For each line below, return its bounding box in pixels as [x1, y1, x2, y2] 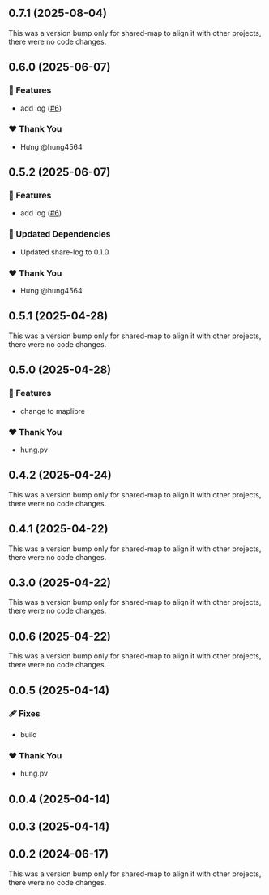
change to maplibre [19, 406, 85, 415]
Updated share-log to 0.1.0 [19, 247, 109, 257]
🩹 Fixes [8, 708, 41, 719]
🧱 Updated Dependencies [8, 228, 111, 240]
